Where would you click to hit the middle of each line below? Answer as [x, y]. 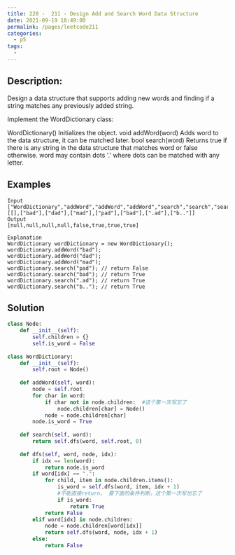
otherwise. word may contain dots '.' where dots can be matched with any [114, 155]
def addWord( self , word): [58, 383]
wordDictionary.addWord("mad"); [54, 262]
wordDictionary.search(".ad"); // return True [76, 280]
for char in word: [59, 396]
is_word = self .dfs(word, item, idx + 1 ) [118, 487]
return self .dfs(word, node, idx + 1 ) [101, 533]
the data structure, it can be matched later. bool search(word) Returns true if [117, 140]
